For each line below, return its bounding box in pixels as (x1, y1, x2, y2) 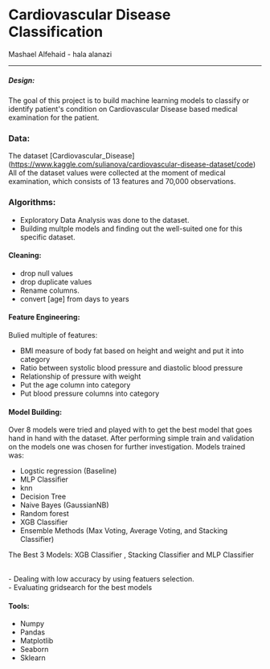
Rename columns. (19, 285, 80, 295)
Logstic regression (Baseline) (19, 466, 117, 476)
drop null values (19, 268, 74, 278)
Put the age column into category (19, 380, 131, 389)
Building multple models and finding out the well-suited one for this (19, 224, 243, 233)
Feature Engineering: (8, 312, 80, 322)
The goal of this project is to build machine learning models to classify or (8, 95, 250, 105)
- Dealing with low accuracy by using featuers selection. (8, 574, 194, 584)
